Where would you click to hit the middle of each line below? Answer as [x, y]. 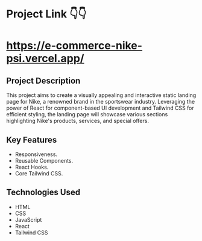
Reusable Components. [44, 161]
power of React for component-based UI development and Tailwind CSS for [100, 108]
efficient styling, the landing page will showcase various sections [87, 114]
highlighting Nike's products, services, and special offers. [78, 121]
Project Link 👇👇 [46, 14]
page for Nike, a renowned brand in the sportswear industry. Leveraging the [100, 102]
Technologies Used [43, 192]
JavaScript [28, 219]
